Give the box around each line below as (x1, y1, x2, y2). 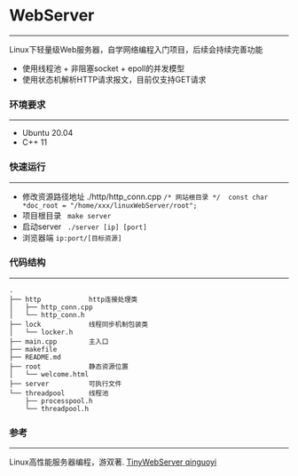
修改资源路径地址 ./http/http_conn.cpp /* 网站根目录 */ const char (21, 191, 269, 202)
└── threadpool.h (25, 404, 90, 413)
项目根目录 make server (21, 210, 112, 220)
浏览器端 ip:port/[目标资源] (21, 232, 122, 242)
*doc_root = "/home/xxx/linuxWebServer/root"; (21, 201, 198, 210)
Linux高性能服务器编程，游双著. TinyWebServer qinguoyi (9, 456, 217, 467)
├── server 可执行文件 (9, 379, 122, 388)
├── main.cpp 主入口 (9, 337, 109, 346)
